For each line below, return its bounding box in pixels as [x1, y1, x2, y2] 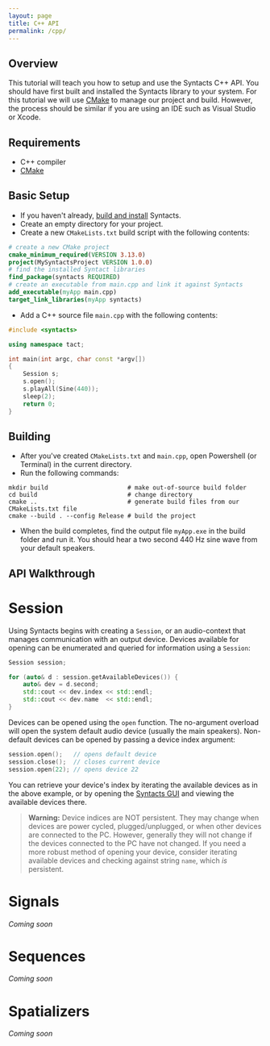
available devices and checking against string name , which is [27, 856, 228, 865]
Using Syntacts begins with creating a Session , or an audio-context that [8, 626, 246, 636]
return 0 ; [23, 400, 56, 408]
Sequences [8, 947, 86, 965]
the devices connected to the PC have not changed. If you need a [27, 838, 247, 848]
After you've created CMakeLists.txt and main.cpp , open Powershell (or [19, 451, 257, 460]
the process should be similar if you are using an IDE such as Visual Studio [8, 104, 256, 114]
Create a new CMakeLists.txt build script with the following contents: [19, 227, 250, 237]
